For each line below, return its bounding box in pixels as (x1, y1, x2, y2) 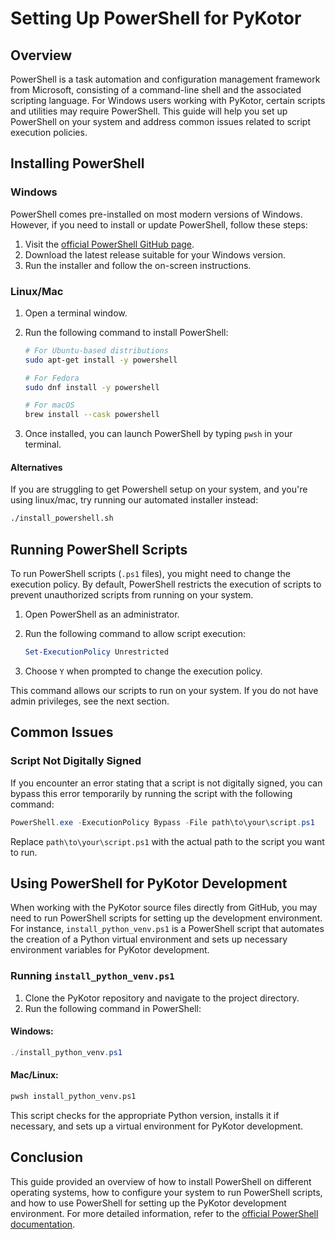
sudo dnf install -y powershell (24, 382, 160, 392)
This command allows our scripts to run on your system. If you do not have (10, 685, 319, 696)
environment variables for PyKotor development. (10, 944, 210, 956)
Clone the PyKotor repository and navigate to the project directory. (24, 992, 300, 1004)
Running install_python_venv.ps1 (10, 969, 175, 983)
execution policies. (10, 127, 88, 138)
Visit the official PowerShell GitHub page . (24, 238, 195, 250)
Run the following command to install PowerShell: (24, 326, 229, 338)
